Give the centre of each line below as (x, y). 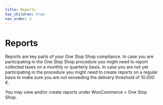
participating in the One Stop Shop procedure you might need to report (77, 62)
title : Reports (21, 10)
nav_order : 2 (18, 19)
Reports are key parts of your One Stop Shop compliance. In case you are (79, 56)
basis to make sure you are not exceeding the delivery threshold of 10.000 (80, 78)
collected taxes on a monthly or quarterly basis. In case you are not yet (77, 67)
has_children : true (25, 14)
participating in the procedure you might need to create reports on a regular (81, 72)
